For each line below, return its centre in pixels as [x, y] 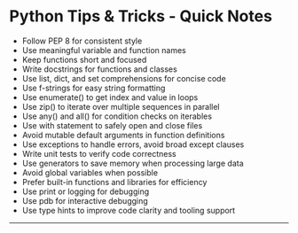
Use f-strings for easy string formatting [94, 88]
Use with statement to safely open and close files [112, 125]
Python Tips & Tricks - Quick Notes [141, 16]
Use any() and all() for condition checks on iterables [117, 116]
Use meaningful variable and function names [104, 50]
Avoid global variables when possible [90, 172]
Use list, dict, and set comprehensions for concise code [124, 78]
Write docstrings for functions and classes [99, 69]
